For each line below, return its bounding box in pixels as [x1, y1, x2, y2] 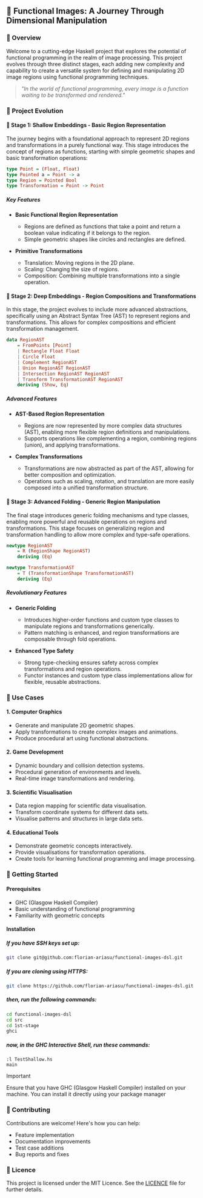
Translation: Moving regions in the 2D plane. [24, 259, 135, 266]
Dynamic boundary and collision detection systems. [15, 762, 145, 769]
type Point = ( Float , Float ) [6, 166, 80, 172]
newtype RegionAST [6, 543, 53, 549]
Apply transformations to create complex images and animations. [15, 728, 178, 735]
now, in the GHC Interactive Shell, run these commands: [6, 1041, 150, 1048]
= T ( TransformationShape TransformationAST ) [17, 571, 135, 577]
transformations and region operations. [24, 665, 122, 672]
